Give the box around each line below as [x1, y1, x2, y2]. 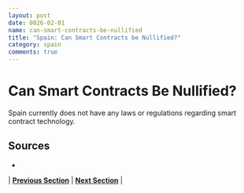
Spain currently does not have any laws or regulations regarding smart [8, 108, 237, 117]
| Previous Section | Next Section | [8, 175, 124, 185]
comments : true [8, 48, 58, 56]
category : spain [8, 41, 61, 49]
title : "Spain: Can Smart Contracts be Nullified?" [8, 33, 181, 42]
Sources [8, 139, 50, 153]
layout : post [8, 11, 51, 20]
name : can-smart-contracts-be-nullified [8, 26, 143, 34]
